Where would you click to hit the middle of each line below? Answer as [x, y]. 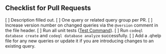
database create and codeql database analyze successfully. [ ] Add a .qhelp [83, 35]
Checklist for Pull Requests [48, 8]
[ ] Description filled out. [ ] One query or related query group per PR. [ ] [79, 20]
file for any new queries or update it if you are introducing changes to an [80, 41]
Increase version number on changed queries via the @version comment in [82, 25]
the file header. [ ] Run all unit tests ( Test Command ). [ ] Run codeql [74, 30]
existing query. [20, 46]
